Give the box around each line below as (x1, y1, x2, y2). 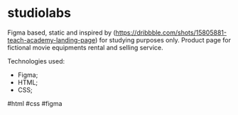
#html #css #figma (7, 99, 63, 107)
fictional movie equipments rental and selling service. (7, 43, 163, 52)
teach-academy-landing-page (7, 35, 96, 44)
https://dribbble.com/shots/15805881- (115, 28, 227, 37)
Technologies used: (7, 56, 65, 65)
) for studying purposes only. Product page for (94, 35, 231, 44)
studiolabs (7, 5, 71, 21)
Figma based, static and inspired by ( (7, 28, 116, 37)
